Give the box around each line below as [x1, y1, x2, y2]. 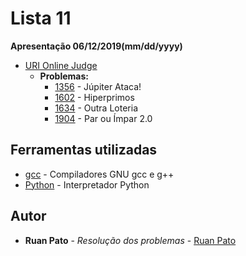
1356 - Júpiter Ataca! [54, 80, 142, 92]
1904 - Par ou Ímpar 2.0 [54, 112, 153, 124]
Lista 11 [10, 7, 72, 30]
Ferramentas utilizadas [10, 142, 158, 159]
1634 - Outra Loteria [54, 102, 138, 114]
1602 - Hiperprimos [54, 91, 135, 103]
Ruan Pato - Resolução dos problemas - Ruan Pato [24, 234, 237, 246]
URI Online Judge [24, 59, 98, 71]
